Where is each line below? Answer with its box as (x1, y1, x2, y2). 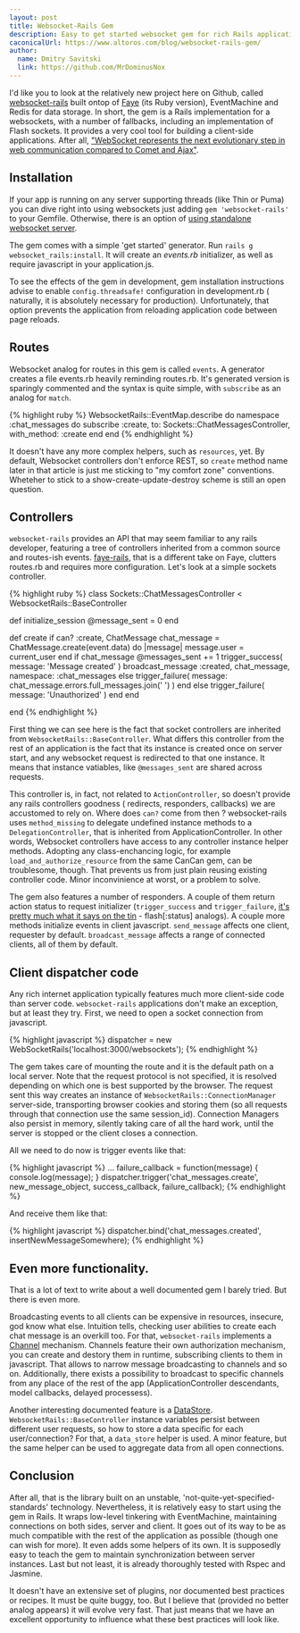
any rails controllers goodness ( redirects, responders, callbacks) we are (9, 799, 276, 809)
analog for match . (9, 392, 71, 403)
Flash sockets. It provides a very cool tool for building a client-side (9, 125, 254, 136)
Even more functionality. (9, 1260, 149, 1276)
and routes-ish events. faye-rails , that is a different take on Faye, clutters (9, 552, 277, 563)
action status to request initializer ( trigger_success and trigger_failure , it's (9, 901, 290, 912)
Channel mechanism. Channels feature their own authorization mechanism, (9, 1339, 286, 1350)
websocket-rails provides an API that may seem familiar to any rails (9, 533, 257, 544)
